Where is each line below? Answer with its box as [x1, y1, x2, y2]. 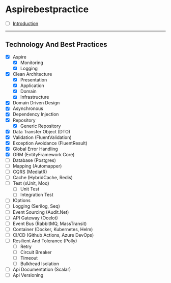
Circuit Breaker [20, 249, 52, 255]
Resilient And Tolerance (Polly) [12, 238, 77, 244]
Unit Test [20, 186, 40, 192]
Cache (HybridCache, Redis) [12, 175, 73, 181]
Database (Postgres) [12, 157, 56, 163]
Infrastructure [20, 94, 49, 100]
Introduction [12, 20, 39, 26]
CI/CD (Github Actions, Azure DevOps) [12, 232, 94, 238]
